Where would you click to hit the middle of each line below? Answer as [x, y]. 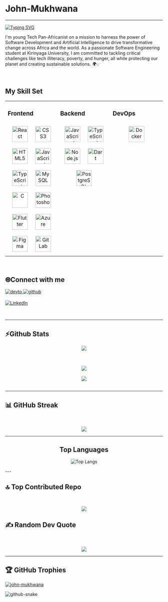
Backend [73, 113]
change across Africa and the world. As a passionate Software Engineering [82, 48]
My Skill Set [24, 92]
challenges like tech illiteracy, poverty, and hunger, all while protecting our [81, 58]
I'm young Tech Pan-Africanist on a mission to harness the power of [75, 37]
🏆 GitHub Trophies [36, 570]
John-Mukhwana [42, 9]
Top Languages [84, 449]
